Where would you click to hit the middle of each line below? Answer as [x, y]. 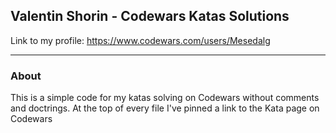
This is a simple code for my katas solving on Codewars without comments [165, 98]
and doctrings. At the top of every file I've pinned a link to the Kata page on [165, 108]
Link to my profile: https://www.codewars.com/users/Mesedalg [140, 40]
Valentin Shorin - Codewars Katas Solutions [150, 16]
